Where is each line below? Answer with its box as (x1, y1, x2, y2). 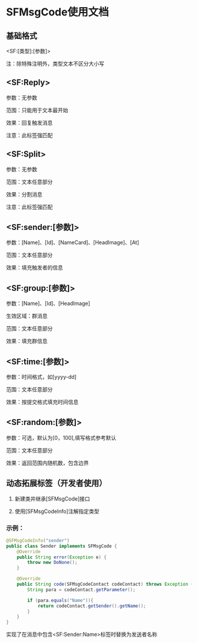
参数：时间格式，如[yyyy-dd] (6, 374, 77, 381)
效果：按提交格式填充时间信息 (6, 398, 78, 405)
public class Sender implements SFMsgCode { (6, 543, 117, 549)
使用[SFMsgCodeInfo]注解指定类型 (14, 508, 100, 515)
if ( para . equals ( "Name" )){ (27, 597, 94, 603)
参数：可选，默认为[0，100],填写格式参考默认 (6, 434, 117, 441)
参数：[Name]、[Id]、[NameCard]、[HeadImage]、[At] (6, 239, 140, 246)
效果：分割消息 (6, 190, 42, 198)
